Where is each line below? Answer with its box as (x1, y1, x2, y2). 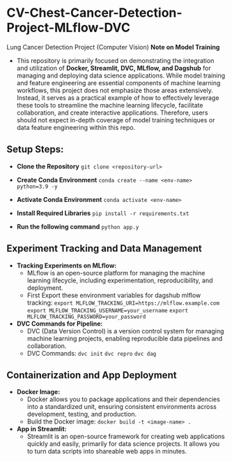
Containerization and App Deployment (6, 369, 177, 381)
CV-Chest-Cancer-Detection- (6, 5, 183, 21)
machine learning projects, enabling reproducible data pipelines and (26, 334, 223, 342)
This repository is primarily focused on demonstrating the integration (16, 56, 215, 64)
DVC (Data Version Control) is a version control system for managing (26, 326, 224, 335)
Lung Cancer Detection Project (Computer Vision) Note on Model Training (6, 43, 220, 51)
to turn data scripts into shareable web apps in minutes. (26, 447, 187, 456)
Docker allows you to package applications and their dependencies (26, 395, 220, 403)
